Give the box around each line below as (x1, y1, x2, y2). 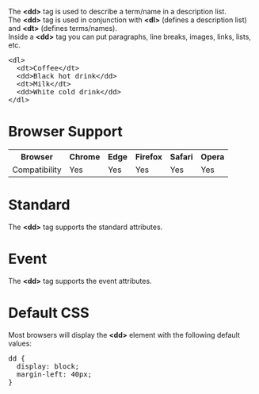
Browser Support (8, 123, 123, 141)
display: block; (16, 361, 80, 371)
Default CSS (8, 304, 90, 322)
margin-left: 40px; (16, 369, 93, 379)
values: (8, 339, 32, 348)
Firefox (135, 151, 162, 162)
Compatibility (12, 164, 62, 175)
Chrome (69, 151, 101, 162)
